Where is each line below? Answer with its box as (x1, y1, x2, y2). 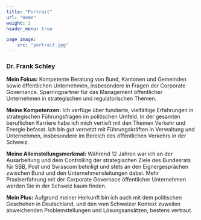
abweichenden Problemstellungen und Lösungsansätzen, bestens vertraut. (6, 207, 193, 214)
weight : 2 (6, 20, 31, 26)
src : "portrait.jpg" (17, 42, 69, 48)
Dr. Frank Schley (6, 61, 56, 70)
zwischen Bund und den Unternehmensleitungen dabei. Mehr (6, 169, 159, 177)
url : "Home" (6, 14, 36, 20)
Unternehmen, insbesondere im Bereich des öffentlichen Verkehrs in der (6, 132, 187, 139)
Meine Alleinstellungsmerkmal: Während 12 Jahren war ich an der (6, 150, 173, 157)
